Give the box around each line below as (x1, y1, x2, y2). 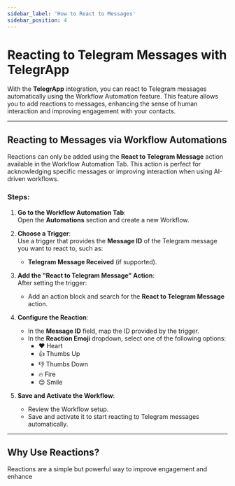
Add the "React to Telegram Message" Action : (17, 271, 155, 280)
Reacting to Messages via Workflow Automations (7, 134, 227, 145)
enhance (7, 473, 33, 481)
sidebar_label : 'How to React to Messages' (7, 10, 136, 17)
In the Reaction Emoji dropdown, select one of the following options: (27, 334, 226, 343)
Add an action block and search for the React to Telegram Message (27, 292, 225, 301)
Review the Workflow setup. (27, 405, 109, 413)
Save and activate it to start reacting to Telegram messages (27, 412, 199, 420)
